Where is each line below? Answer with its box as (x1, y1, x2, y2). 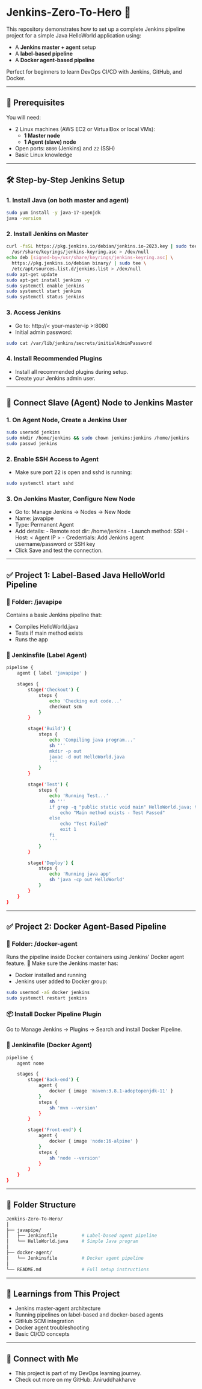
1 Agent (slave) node (23, 138, 76, 146)
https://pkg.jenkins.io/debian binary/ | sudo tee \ (11, 260, 147, 266)
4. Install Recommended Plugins (6, 354, 102, 363)
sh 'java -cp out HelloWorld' (49, 877, 125, 883)
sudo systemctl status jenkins (6, 294, 85, 300)
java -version (6, 216, 42, 222)
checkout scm (49, 704, 82, 710)
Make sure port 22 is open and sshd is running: (14, 469, 132, 476)
